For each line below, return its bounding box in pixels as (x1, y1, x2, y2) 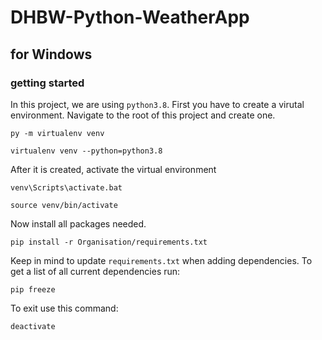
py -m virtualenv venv (10, 128, 105, 138)
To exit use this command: (10, 302, 119, 314)
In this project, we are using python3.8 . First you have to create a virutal (10, 98, 305, 110)
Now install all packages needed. (10, 217, 147, 230)
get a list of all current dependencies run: (10, 265, 181, 277)
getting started (10, 76, 85, 90)
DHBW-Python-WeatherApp (10, 6, 250, 29)
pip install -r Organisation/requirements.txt (10, 237, 208, 247)
